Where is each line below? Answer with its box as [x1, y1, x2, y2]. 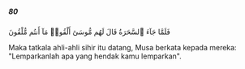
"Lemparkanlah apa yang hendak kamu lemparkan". [8, 51, 182, 61]
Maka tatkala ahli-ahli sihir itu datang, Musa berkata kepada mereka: [8, 42, 237, 52]
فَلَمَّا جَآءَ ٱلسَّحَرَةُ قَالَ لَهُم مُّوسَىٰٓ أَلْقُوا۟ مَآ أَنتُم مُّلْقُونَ [8, 27, 170, 37]
